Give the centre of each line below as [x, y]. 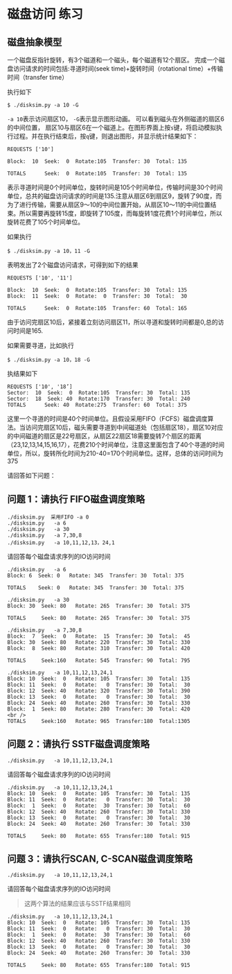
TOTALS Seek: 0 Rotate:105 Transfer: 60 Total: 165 [97, 308]
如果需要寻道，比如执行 [41, 345]
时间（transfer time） [37, 77]
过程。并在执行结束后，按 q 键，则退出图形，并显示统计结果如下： [106, 136]
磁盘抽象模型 [35, 42]
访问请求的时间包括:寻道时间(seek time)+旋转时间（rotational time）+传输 [118, 69]
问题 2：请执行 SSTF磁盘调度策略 [79, 744]
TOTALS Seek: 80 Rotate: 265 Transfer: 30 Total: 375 [99, 618]
